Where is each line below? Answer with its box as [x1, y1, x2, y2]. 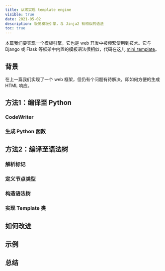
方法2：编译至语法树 [5, 145, 69, 153]
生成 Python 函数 [5, 128, 46, 135]
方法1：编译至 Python [5, 98, 72, 107]
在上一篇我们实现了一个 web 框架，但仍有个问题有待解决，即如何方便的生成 [5, 76, 160, 82]
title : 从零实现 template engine [5, 7, 72, 12]
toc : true [5, 26, 26, 31]
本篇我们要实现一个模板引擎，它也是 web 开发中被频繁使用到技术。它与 [5, 40, 152, 46]
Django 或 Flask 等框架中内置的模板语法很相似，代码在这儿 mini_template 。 [5, 46, 160, 52]
